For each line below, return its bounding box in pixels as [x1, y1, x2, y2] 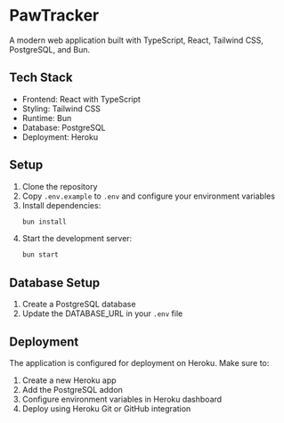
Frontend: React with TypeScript [21, 94, 141, 104]
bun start [21, 250, 60, 259]
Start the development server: [21, 233, 133, 244]
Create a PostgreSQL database [21, 299, 136, 310]
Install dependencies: [21, 199, 101, 210]
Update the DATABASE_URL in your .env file [21, 308, 183, 319]
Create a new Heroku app [21, 375, 118, 386]
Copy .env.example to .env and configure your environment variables [21, 191, 276, 201]
